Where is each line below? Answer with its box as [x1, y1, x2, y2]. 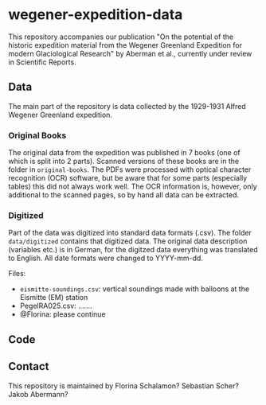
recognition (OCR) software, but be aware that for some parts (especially [8, 173, 248, 183]
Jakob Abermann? [8, 389, 68, 399]
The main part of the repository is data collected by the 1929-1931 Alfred [8, 101, 247, 111]
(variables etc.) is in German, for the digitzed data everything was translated [8, 245, 258, 255]
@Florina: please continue [19, 310, 106, 319]
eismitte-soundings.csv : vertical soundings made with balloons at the [19, 284, 249, 294]
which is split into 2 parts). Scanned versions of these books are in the [8, 157, 240, 166]
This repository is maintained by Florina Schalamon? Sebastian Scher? [8, 380, 239, 391]
